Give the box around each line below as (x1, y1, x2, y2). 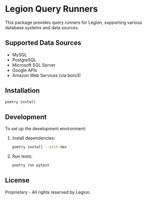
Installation (5, 87, 40, 95)
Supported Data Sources (5, 39, 82, 47)
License (5, 176, 30, 184)
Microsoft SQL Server (12, 62, 56, 68)
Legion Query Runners (5, 3, 98, 15)
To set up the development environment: (5, 126, 87, 132)
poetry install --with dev (12, 145, 67, 149)
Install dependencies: (12, 135, 55, 141)
